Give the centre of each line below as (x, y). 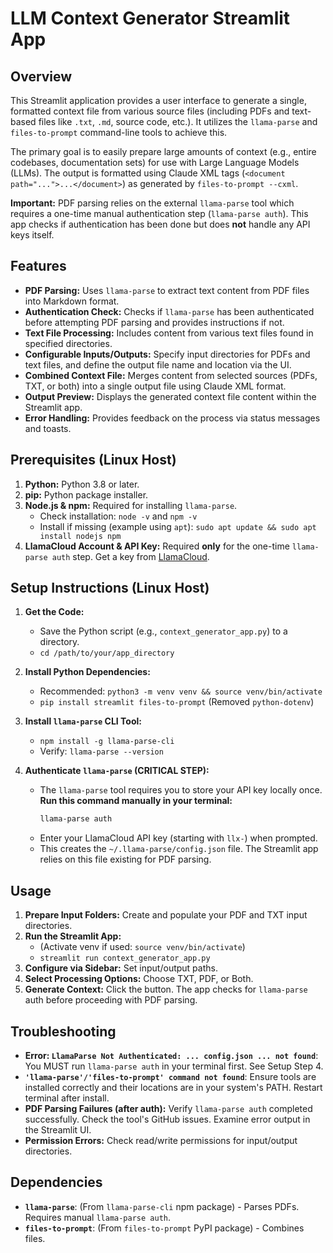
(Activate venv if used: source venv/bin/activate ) (142, 947)
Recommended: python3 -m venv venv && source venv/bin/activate (181, 691)
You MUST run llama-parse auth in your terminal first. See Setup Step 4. (174, 1066)
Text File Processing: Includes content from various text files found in (169, 333)
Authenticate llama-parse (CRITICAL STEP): (117, 771)
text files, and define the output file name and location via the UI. (158, 364)
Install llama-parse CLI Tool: (83, 721)
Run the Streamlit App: (73, 936)
